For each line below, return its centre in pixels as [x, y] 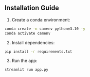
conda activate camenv [27, 33]
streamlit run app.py [27, 70]
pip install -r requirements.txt [38, 51]
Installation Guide [32, 8]
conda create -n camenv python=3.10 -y [45, 29]
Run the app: [24, 61]
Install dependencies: [33, 42]
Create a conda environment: [41, 19]
